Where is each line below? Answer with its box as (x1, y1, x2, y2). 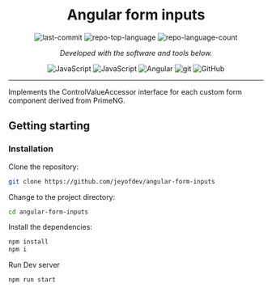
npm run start (8, 276, 57, 284)
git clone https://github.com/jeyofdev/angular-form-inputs (8, 177, 216, 185)
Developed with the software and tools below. (59, 48, 213, 57)
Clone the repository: (8, 162, 79, 171)
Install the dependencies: (8, 222, 93, 232)
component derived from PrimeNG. (8, 95, 125, 105)
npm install (8, 238, 49, 246)
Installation (8, 143, 54, 154)
